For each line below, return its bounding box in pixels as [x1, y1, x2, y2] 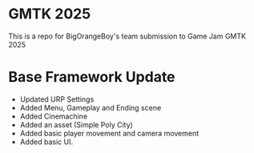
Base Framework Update [8, 68, 175, 87]
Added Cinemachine [19, 111, 88, 121]
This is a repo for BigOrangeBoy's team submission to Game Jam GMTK [8, 31, 247, 41]
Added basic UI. [19, 137, 74, 147]
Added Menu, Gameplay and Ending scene [19, 103, 162, 112]
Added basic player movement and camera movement [19, 128, 200, 138]
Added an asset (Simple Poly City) [19, 119, 134, 129]
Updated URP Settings [19, 94, 95, 104]
